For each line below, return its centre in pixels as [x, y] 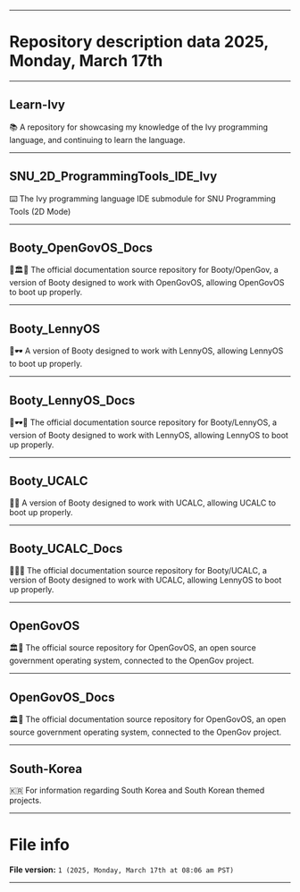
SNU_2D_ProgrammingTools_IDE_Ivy [113, 177]
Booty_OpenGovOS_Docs [81, 247]
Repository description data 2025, [139, 42]
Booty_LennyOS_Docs [72, 400]
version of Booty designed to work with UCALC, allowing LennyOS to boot [146, 580]
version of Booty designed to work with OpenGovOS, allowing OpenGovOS [147, 283]
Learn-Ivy [37, 105]
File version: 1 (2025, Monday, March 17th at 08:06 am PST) [122, 870]
